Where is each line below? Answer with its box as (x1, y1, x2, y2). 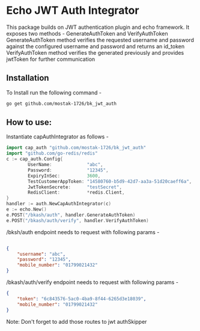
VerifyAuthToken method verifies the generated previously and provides (6, 49, 184, 56)
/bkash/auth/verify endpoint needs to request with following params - (6, 279, 179, 286)
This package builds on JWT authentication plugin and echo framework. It (6, 23, 190, 31)
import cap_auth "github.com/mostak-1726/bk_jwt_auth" (6, 145, 147, 151)
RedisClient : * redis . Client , (28, 190, 125, 196)
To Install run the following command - (6, 88, 102, 96)
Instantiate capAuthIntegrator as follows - (6, 133, 109, 140)
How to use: (6, 117, 52, 128)
